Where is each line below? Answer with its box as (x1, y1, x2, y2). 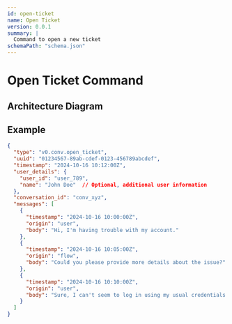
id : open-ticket (7, 10, 54, 17)
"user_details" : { (13, 168, 68, 175)
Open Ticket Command (7, 72, 144, 88)
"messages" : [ (13, 201, 54, 208)
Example (7, 123, 46, 136)
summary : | (7, 29, 39, 37)
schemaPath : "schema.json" (7, 43, 86, 49)
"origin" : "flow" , (25, 252, 79, 260)
